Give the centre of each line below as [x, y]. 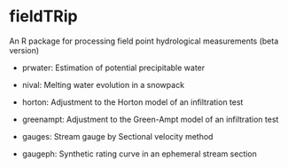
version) [24, 50]
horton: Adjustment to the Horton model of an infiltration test [132, 102]
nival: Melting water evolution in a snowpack [103, 84]
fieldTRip [43, 16]
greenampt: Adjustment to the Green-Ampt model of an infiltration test [150, 119]
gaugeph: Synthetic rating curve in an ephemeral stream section [139, 154]
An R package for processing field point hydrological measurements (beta [144, 41]
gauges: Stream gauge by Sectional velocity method [117, 136]
